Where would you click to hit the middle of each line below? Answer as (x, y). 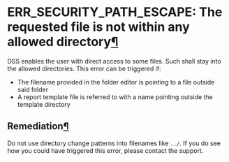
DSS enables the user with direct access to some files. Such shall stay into (114, 61)
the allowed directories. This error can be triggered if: (84, 68)
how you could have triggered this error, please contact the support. (105, 150)
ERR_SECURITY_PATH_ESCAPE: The (115, 12)
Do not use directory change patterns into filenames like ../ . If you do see (114, 143)
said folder (33, 89)
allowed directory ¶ (63, 42)
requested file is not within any (98, 27)
